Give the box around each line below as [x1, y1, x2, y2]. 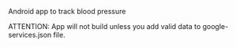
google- [202, 22, 229, 31]
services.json [8, 31, 52, 39]
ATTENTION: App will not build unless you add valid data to [8, 22, 201, 31]
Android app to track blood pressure [8, 7, 126, 16]
